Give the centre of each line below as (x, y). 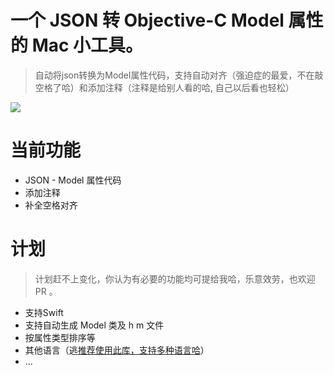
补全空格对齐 (51, 205)
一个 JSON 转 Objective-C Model (147, 20)
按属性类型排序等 (60, 337)
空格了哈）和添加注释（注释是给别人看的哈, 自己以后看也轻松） (164, 87)
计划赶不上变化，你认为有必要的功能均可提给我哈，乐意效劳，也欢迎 (175, 278)
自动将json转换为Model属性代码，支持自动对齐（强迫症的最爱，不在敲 (179, 75)
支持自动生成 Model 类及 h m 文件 (94, 325)
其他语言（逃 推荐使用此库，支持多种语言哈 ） (117, 350)
